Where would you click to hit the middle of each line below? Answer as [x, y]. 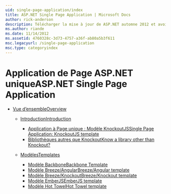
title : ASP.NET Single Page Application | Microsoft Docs [68, 15]
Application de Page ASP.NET [69, 73]
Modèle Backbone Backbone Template [68, 164]
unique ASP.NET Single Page [66, 84]
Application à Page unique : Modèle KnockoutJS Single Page [91, 128]
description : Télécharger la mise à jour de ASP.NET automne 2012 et [81, 24]
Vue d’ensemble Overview [40, 109]
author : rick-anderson [29, 19]
